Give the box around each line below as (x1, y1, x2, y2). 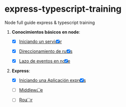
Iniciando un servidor (19, 38, 62, 44)
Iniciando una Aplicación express (19, 77, 86, 84)
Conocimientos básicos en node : (11, 29, 80, 35)
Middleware (19, 87, 43, 93)
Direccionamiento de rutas (19, 48, 73, 54)
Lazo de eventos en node (19, 58, 71, 64)
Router (19, 97, 33, 103)
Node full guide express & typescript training (4, 20, 95, 25)
